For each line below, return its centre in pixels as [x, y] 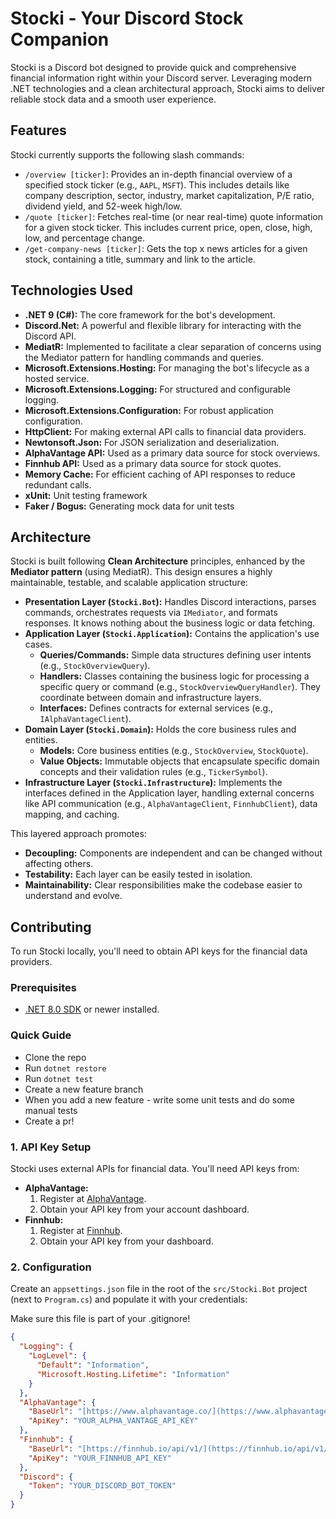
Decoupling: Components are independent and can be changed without [173, 853]
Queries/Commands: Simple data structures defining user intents [175, 655]
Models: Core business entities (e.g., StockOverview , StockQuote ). [174, 751]
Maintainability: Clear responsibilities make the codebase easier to [163, 885]
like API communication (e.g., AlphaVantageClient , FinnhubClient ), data [171, 804]
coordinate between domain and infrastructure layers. [150, 698]
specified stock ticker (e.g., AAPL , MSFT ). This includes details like [157, 184]
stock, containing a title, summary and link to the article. [140, 259]
